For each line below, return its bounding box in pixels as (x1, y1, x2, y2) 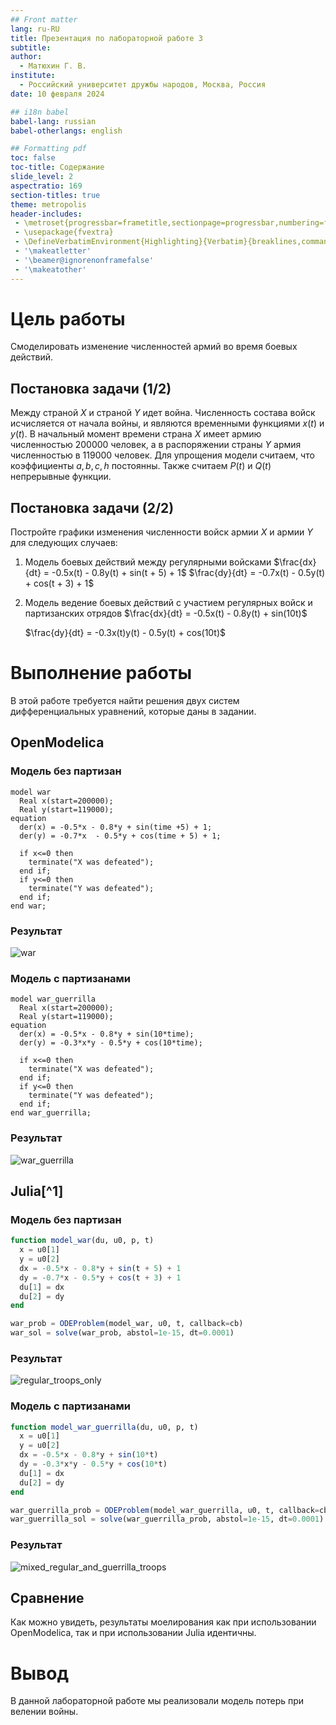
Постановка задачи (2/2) (10, 499, 175, 516)
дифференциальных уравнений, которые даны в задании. (10, 706, 257, 717)
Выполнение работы (10, 662, 192, 685)
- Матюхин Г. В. (19, 61, 87, 71)
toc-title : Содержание (10, 162, 105, 173)
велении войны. (10, 1706, 79, 1718)
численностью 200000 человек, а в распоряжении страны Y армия (10, 439, 302, 451)
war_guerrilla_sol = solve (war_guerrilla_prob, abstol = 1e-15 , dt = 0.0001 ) (10, 1514, 325, 1525)
